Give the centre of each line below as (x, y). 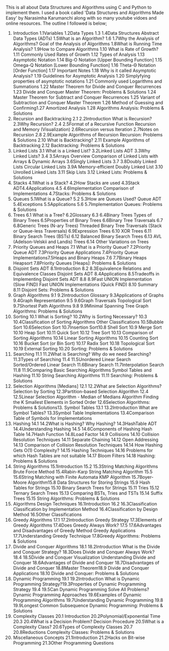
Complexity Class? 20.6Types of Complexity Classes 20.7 (73, 627)
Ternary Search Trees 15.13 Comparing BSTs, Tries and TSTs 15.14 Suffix (88, 493)
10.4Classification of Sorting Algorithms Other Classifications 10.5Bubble (88, 322)
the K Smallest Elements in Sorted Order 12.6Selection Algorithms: (81, 402)
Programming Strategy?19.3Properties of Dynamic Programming (79, 584)
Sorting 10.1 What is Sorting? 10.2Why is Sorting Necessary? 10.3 (80, 316)
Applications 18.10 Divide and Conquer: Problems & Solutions (76, 573)
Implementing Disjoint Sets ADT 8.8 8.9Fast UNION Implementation (82, 279)
